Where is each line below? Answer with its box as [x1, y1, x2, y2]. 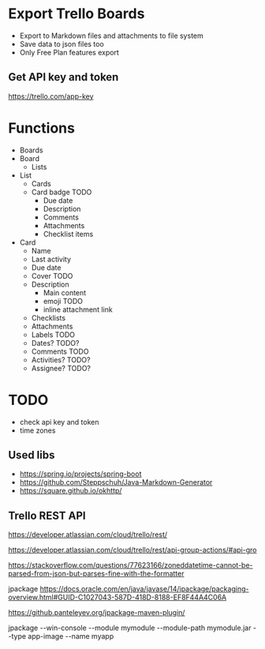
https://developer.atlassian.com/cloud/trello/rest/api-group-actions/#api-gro [8, 546, 257, 555]
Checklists [31, 313, 65, 322]
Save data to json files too [19, 39, 104, 48]
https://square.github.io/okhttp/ [19, 486, 122, 496]
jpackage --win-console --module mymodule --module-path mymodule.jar [8, 623, 252, 632]
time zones [19, 426, 56, 435]
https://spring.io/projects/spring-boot [19, 469, 142, 478]
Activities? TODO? [31, 355, 91, 364]
